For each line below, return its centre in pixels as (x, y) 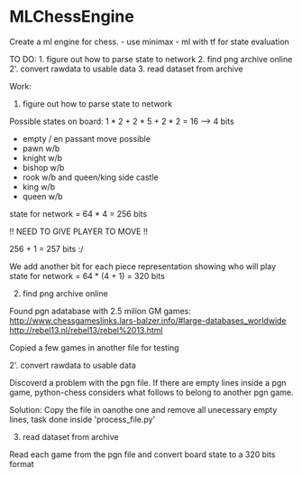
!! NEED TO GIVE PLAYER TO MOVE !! (79, 231)
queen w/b (42, 196)
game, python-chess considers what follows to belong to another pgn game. (151, 392)
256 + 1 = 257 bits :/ (46, 248)
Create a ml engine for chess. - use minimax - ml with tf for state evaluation (150, 42)
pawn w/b (41, 148)
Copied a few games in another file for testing (94, 347)
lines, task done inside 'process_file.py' (82, 419)
